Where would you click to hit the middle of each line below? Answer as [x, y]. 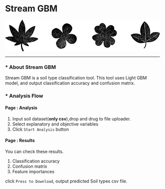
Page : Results [20, 141]
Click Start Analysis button [41, 129]
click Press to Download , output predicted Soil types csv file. [66, 181]
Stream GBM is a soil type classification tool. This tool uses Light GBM [76, 78]
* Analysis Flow [24, 96]
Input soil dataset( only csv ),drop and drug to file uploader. [71, 118]
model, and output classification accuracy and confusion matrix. [70, 83]
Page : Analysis [21, 108]
